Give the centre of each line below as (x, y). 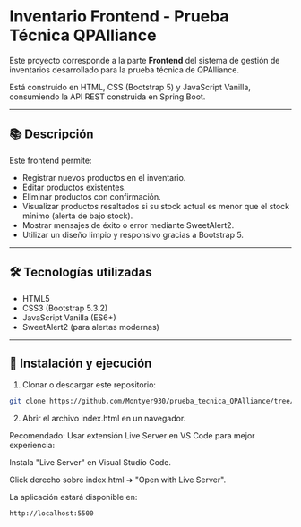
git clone (28, 401)
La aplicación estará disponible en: (73, 497)
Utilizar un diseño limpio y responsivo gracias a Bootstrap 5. (133, 234)
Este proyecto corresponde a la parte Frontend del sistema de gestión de (145, 60)
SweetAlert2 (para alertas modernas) (90, 327)
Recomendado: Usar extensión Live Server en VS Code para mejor (132, 436)
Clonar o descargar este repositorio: (89, 385)
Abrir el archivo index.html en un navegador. (104, 419)
